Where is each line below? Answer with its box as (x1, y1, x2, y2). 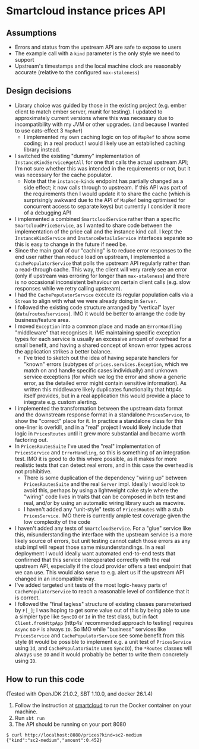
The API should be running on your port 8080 (14, 720, 127, 728)
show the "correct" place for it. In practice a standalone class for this (14, 417, 184, 424)
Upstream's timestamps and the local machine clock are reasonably (14, 62, 181, 69)
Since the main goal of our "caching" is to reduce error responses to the (14, 246, 192, 254)
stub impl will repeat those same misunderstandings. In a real (14, 543, 165, 551)
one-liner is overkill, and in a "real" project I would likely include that (14, 424, 182, 431)
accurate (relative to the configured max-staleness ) (14, 69, 140, 75)
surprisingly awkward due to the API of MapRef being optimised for (23, 196, 186, 203)
